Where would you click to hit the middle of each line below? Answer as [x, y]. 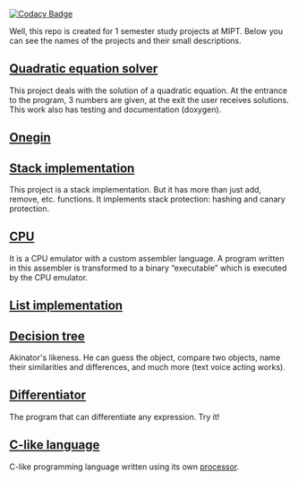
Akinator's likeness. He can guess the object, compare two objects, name [145, 357]
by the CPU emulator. [48, 277]
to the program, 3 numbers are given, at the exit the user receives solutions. [149, 99]
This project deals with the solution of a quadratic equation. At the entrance [149, 90]
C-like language [55, 445]
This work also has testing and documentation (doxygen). [115, 109]
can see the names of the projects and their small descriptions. [125, 41]
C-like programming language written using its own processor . [124, 467]
